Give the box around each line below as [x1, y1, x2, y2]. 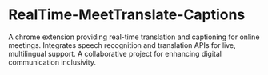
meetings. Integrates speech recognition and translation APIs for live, [8, 40, 236, 49]
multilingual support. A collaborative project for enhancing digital [8, 49, 222, 58]
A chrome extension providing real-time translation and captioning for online [8, 32, 260, 41]
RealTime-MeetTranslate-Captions [8, 6, 246, 24]
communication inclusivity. [8, 57, 96, 67]
